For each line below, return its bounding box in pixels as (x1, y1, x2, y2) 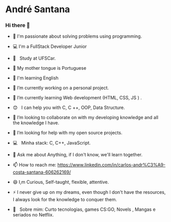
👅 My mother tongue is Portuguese (12, 65, 87, 71)
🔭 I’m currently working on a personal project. (12, 85, 109, 91)
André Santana (5, 4, 70, 15)
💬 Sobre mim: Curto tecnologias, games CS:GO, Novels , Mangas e (12, 206, 156, 212)
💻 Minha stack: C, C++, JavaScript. (12, 140, 91, 146)
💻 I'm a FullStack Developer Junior (12, 43, 87, 49)
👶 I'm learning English (12, 75, 59, 81)
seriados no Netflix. (12, 212, 54, 218)
